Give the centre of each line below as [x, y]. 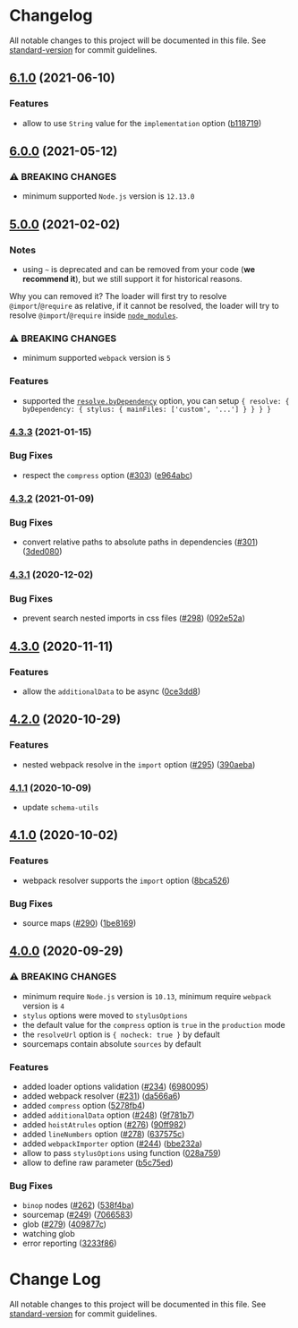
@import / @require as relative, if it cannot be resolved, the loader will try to [144, 306]
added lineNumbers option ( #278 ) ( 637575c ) [103, 1134]
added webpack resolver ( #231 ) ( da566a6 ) [101, 1096]
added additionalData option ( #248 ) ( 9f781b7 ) [108, 1115]
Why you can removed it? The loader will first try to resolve [118, 296]
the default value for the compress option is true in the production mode [154, 1024]
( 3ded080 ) [42, 552]
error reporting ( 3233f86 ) [69, 1243]
